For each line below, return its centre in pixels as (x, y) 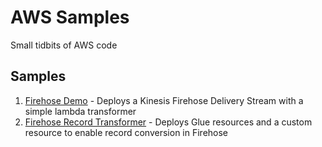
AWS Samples (70, 17)
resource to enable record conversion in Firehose (126, 132)
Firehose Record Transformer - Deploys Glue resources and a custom (168, 122)
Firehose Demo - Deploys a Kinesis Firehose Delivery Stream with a (164, 100)
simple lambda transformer (80, 111)
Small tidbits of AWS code (64, 45)
